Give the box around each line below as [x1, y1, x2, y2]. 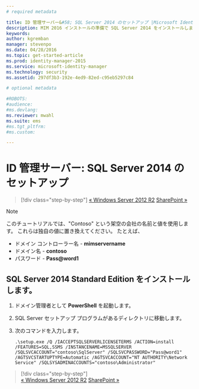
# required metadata [6, 8, 57, 15]
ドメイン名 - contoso [14, 247, 67, 255]
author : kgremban [6, 36, 49, 42]
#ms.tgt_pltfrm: [6, 123, 46, 129]
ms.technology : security [6, 69, 68, 75]
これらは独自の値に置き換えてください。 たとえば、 [17, 228, 143, 235]
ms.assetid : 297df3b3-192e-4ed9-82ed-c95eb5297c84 [6, 75, 134, 81]
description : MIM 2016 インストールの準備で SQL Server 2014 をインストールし [6, 25, 189, 31]
